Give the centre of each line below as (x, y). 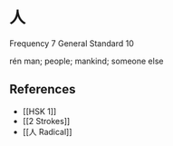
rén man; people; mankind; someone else (86, 61)
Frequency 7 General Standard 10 (72, 43)
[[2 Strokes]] (46, 121)
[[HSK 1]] (39, 111)
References (43, 89)
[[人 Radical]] (47, 131)
